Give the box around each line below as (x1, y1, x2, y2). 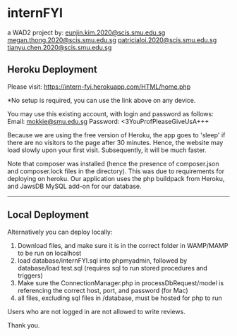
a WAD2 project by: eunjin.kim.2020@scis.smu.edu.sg (7, 28, 166, 37)
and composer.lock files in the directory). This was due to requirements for (7, 167, 225, 175)
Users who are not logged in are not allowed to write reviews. (7, 307, 186, 316)
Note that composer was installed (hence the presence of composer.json (7, 159, 219, 168)
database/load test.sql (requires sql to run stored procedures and (17, 263, 208, 272)
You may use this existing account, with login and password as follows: (7, 109, 214, 118)
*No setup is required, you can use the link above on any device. (7, 96, 196, 104)
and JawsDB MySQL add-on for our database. (7, 182, 142, 190)
